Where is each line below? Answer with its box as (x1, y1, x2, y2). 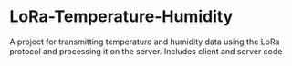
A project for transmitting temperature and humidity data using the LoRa (9, 36, 280, 47)
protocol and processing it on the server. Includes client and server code (9, 45, 283, 56)
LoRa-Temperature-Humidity (9, 6, 234, 27)
